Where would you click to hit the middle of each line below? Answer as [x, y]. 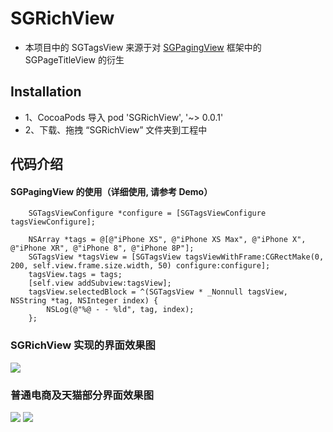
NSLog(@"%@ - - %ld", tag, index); [120, 310]
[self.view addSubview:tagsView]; [100, 283]
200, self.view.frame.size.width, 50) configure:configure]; [140, 266]
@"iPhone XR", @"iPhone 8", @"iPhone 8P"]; [102, 248]
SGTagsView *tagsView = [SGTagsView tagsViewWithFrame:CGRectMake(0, [176, 257]
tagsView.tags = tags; [75, 275]
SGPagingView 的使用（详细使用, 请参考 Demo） [111, 191]
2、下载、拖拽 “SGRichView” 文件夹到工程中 [116, 129]
